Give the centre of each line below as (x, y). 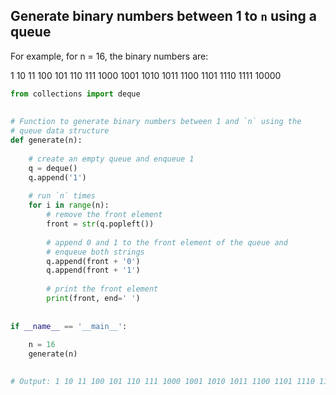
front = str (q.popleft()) (100, 224)
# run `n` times (62, 196)
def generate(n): (46, 140)
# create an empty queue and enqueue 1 (111, 159)
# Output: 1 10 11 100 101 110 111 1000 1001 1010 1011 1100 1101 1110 (162, 382)
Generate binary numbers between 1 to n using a (163, 16)
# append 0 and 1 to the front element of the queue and (167, 242)
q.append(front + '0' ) (93, 261)
